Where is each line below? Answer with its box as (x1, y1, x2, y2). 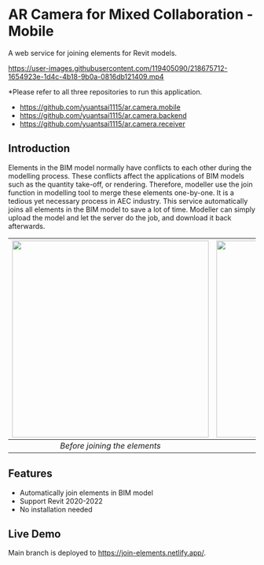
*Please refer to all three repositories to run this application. (8, 87, 203, 96)
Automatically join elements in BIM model (19, 488, 153, 497)
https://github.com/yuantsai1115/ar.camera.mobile (19, 102, 181, 112)
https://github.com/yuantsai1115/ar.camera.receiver (19, 119, 186, 128)
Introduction (8, 142, 71, 155)
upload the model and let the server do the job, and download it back (8, 212, 232, 222)
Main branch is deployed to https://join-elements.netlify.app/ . (8, 548, 207, 558)
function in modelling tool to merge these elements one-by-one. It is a (8, 187, 234, 198)
